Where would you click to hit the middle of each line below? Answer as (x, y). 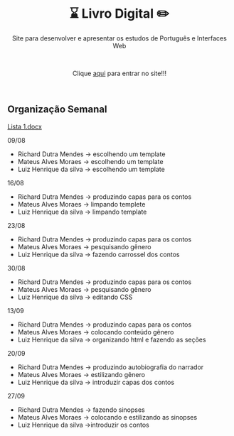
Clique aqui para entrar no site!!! (119, 73)
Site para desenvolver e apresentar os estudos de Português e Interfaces (119, 38)
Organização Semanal (57, 110)
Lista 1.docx (25, 126)
